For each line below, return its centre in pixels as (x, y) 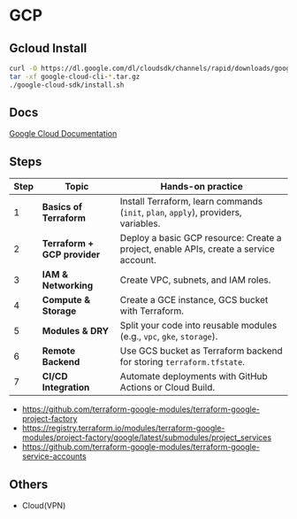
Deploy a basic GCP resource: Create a (201, 238)
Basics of (62, 207)
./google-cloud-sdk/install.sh (67, 85)
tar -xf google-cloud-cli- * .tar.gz (75, 76)
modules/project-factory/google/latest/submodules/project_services (147, 438)
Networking (68, 286)
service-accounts (54, 456)
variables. (140, 224)
